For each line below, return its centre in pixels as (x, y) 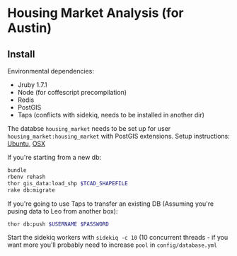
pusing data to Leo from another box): (63, 211)
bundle (17, 170)
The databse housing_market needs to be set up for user (89, 128)
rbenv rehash (27, 177)
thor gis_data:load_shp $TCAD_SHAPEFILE (68, 183)
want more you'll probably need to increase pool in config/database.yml (112, 245)
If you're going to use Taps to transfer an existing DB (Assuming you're (111, 204)
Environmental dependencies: (51, 71)
